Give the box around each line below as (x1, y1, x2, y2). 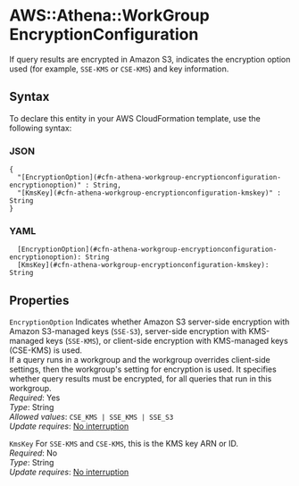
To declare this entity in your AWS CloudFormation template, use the (9, 113, 261, 123)
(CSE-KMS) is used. (9, 345, 83, 356)
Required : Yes (9, 392, 61, 403)
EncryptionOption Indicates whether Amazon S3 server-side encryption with (9, 316, 290, 327)
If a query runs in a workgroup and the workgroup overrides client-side (9, 355, 270, 365)
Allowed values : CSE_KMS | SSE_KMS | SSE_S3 (9, 412, 174, 423)
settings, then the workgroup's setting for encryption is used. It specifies (9, 364, 277, 375)
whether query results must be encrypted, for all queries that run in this (9, 373, 272, 384)
